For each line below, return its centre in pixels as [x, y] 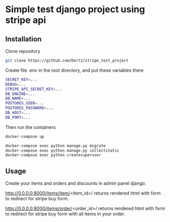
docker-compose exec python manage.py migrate [55, 146]
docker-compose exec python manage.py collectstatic [62, 150]
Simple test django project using [75, 9]
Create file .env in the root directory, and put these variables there [75, 70]
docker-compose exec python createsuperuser [53, 155]
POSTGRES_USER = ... [25, 103]
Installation [23, 39]
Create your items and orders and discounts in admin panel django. [76, 183]
